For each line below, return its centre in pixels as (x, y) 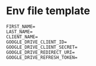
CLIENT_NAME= (22, 37)
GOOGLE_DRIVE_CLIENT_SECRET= (42, 47)
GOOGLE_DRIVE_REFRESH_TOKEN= (42, 57)
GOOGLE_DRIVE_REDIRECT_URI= (41, 52)
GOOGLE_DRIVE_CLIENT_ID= (37, 42)
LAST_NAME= (19, 32)
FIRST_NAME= (21, 27)
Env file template (48, 11)
